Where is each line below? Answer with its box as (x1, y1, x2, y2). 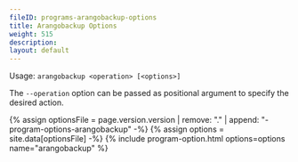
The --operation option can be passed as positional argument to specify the (9, 88, 289, 99)
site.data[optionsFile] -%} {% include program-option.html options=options (9, 134, 286, 144)
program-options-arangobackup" (9, 124, 132, 134)
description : (9, 37, 58, 47)
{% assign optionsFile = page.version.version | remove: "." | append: (9, 115, 260, 126)
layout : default (9, 46, 69, 55)
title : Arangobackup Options (9, 21, 117, 30)
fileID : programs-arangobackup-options (9, 12, 157, 22)
